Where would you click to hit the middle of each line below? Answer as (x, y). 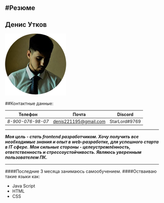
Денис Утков (26, 25)
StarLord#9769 (125, 121)
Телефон (28, 114)
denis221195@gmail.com (79, 121)
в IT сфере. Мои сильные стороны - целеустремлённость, (68, 147)
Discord (125, 114)
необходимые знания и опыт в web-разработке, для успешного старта (82, 142)
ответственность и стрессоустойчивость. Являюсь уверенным (73, 152)
